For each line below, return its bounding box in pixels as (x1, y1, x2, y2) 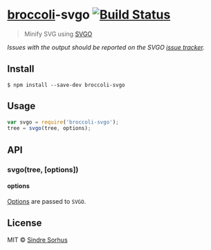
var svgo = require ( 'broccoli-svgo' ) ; (7, 118, 119, 126)
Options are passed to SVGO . (7, 197, 86, 205)
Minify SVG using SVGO (24, 30, 93, 38)
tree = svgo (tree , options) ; (7, 125, 91, 132)
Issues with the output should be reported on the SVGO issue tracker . (7, 43, 205, 51)
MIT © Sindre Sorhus (7, 235, 68, 244)
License (7, 218, 42, 229)
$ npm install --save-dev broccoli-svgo (7, 81, 126, 88)
